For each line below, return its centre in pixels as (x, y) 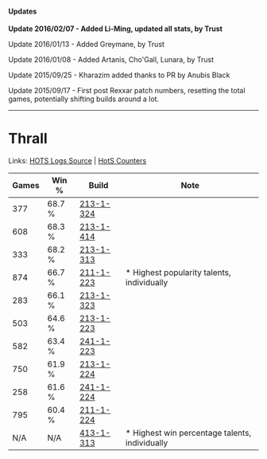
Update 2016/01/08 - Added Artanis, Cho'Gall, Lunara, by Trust (111, 60)
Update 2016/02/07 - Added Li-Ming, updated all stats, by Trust (115, 29)
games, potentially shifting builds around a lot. (84, 99)
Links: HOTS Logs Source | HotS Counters (77, 161)
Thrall (28, 139)
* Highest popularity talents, (179, 273)
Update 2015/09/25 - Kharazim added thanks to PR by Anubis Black (119, 75)
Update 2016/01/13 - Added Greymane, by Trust (87, 45)
